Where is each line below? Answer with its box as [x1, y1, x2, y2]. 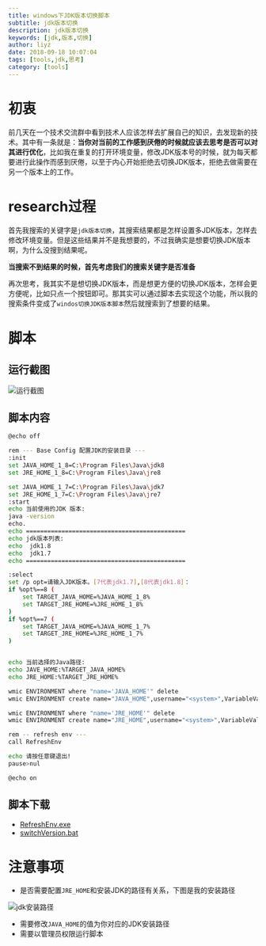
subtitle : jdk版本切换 [8, 19, 78, 27]
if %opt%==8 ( [8, 586, 55, 594]
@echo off [8, 432, 41, 440]
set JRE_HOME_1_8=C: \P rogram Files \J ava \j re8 [8, 469, 161, 477]
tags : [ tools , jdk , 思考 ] [8, 56, 85, 64]
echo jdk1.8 [8, 541, 51, 550]
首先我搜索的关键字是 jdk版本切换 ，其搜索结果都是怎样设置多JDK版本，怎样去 [8, 225, 257, 234]
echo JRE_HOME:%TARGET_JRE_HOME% [8, 673, 119, 681]
